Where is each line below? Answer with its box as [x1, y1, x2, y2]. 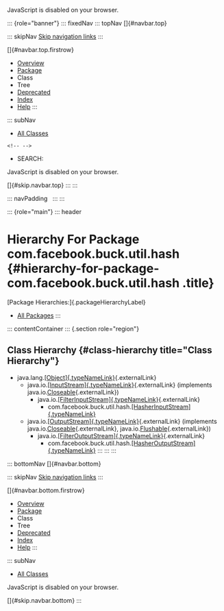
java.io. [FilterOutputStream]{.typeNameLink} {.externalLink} [37, 431, 206, 440]
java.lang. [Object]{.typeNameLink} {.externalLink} [16, 373, 157, 381]
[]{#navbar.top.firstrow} [7, 46, 74, 53]
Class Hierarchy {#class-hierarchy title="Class [7, 344, 212, 356]
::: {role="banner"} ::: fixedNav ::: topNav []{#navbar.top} [7, 19, 168, 27]
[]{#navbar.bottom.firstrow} [7, 486, 86, 494]
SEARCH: [16, 154, 44, 163]
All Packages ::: [16, 311, 61, 320]
